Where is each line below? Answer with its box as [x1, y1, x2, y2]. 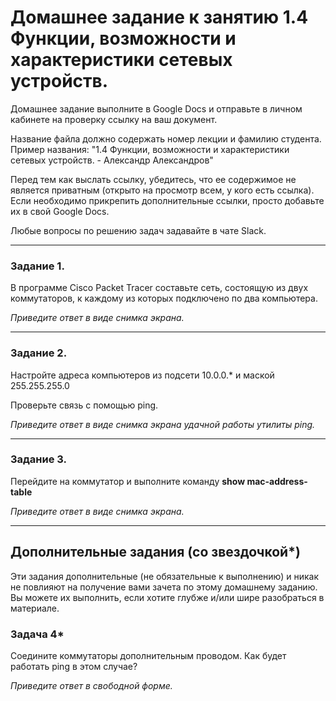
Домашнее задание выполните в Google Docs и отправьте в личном [10, 102, 303, 115]
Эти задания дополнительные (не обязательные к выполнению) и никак [10, 570, 320, 582]
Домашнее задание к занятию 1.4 [10, 6, 309, 29]
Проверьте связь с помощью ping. [10, 399, 159, 411]
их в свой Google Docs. [10, 205, 110, 217]
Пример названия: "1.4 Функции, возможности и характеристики [10, 143, 290, 155]
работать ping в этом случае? [10, 660, 138, 672]
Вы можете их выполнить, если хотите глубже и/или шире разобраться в [10, 591, 325, 603]
